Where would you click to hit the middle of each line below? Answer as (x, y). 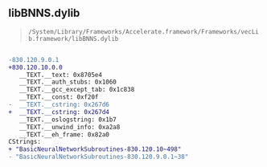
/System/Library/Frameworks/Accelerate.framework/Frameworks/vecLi (143, 31)
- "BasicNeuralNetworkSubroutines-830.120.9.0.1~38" (99, 157)
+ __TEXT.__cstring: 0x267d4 (59, 112)
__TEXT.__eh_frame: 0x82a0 (64, 134)
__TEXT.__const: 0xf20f (59, 97)
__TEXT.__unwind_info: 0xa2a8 (70, 127)
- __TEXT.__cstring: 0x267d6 (59, 105)
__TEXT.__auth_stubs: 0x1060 (68, 82)
